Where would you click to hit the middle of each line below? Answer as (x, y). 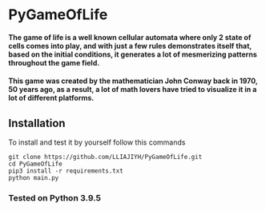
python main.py (34, 178)
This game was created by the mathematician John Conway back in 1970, (133, 81)
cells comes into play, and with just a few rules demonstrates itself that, (130, 46)
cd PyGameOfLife (35, 164)
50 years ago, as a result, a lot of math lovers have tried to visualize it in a (133, 90)
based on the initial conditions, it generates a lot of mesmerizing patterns (133, 54)
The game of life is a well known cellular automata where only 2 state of (130, 37)
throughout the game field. (54, 62)
